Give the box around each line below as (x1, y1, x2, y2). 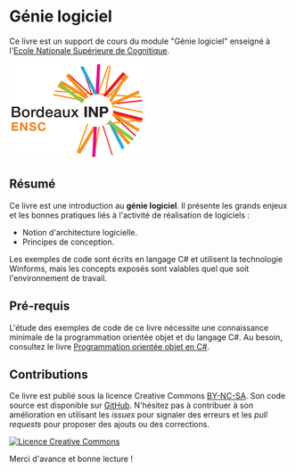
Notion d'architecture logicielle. (21, 227, 138, 237)
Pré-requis (9, 299, 70, 314)
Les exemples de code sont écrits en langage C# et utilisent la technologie (9, 253, 284, 264)
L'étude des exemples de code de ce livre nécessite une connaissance (9, 322, 269, 333)
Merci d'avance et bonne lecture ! (9, 453, 134, 465)
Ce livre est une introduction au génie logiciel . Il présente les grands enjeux (9, 200, 288, 211)
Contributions (9, 367, 88, 382)
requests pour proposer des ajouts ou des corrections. (9, 419, 210, 430)
